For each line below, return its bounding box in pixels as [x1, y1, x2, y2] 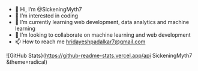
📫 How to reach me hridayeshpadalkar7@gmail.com [14, 38, 146, 45]
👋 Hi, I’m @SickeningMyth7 [14, 6, 82, 13]
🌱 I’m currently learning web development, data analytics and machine [14, 19, 190, 25]
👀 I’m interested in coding [14, 12, 79, 19]
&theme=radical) [6, 58, 48, 66]
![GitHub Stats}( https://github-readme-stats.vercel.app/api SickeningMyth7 [6, 52, 193, 59]
